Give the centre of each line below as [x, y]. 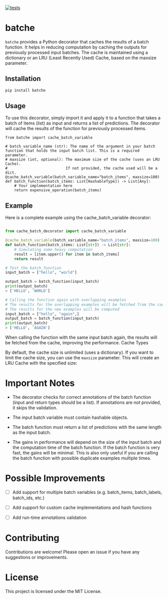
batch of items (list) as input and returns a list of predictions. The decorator [82, 123]
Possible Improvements [55, 478]
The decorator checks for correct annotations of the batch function [82, 397]
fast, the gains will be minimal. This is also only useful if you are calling [85, 452]
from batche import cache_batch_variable [49, 138]
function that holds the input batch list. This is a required [72, 151]
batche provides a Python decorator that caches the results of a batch [77, 42]
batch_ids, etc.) [28, 497]
